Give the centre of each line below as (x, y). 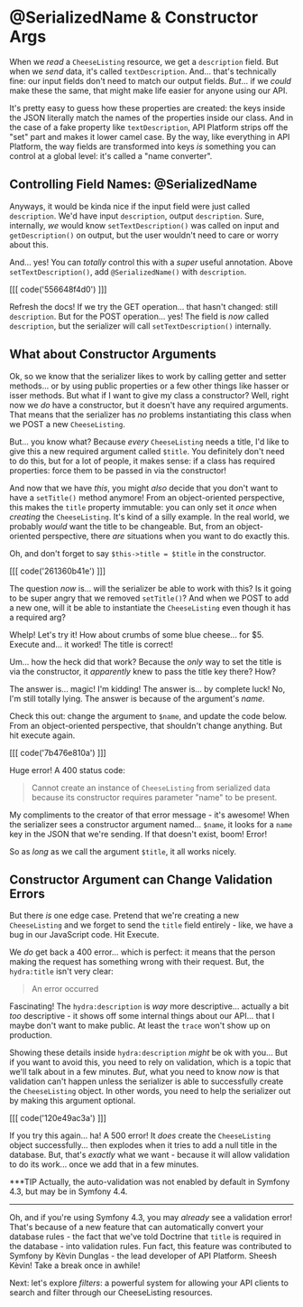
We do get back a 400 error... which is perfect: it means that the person (142, 952)
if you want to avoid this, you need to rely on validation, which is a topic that (150, 1062)
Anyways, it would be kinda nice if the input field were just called (130, 206)
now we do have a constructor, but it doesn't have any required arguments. (149, 405)
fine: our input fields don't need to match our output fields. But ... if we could (150, 80)
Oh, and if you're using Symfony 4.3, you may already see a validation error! (151, 1218)
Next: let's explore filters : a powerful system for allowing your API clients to (149, 1283)
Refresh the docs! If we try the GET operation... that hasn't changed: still (143, 306)
